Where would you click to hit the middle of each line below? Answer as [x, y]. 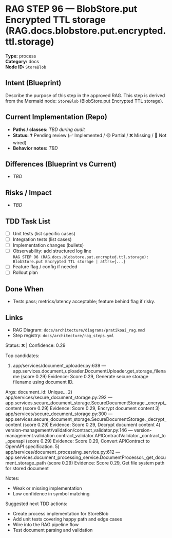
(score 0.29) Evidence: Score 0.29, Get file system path [106, 463]
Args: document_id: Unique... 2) [39, 392]
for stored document [27, 468]
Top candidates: [22, 356]
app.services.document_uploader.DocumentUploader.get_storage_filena [89, 371]
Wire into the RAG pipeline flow [46, 524]
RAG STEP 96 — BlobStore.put [71, 9]
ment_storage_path [26, 463]
